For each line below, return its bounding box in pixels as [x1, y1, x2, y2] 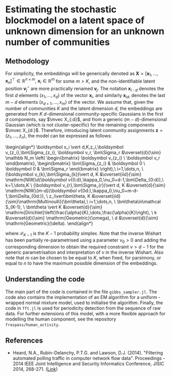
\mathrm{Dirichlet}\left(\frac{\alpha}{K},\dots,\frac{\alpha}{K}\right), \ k [5, 210, 157, 216]
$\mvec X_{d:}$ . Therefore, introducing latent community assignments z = [5, 127, 163, 134]
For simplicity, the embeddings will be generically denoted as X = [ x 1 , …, [5, 70, 159, 78]
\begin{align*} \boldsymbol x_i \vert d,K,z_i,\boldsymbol [5, 144, 124, 150]
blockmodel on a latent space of [5, 14, 145, 26]
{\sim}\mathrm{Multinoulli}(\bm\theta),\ [5, 199, 89, 205]
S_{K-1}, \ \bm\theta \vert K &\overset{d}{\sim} [5, 204, 103, 210]
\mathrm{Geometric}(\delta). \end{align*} [5, 220, 93, 227]
